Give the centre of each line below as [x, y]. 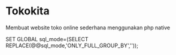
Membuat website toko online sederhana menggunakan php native [88, 27]
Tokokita [28, 11]
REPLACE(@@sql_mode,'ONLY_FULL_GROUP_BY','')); [72, 45]
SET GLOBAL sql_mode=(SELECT [47, 39]
